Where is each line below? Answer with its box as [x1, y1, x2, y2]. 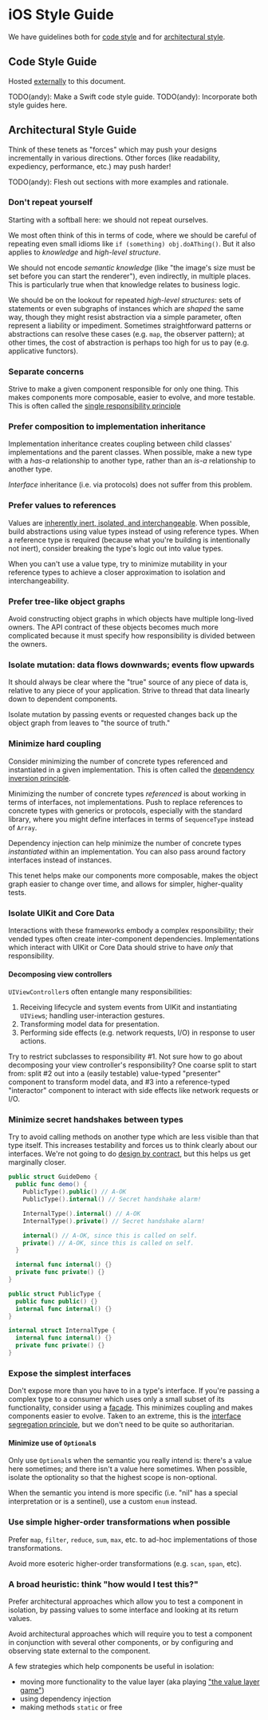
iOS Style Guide [8, 6, 114, 24]
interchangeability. [8, 576, 69, 586]
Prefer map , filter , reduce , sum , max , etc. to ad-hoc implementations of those [8, 1534, 258, 1544]
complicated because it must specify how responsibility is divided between [8, 631, 255, 641]
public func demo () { [15, 1181, 88, 1189]
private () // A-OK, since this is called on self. [22, 1239, 195, 1247]
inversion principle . [8, 773, 72, 783]
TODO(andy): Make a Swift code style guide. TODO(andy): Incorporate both [8, 92, 258, 101]
